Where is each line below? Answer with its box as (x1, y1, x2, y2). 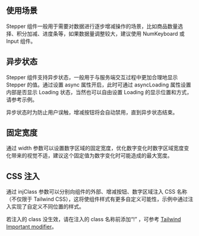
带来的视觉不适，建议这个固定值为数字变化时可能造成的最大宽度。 (11, 152, 173, 159)
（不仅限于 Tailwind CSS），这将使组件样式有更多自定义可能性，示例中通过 (6, 195, 188, 203)
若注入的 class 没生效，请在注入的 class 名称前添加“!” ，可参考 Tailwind (6, 216, 181, 223)
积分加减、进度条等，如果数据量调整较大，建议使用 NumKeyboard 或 (16, 30, 185, 37)
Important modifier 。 (6, 223, 58, 231)
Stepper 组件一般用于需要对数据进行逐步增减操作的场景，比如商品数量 (6, 23, 178, 30)
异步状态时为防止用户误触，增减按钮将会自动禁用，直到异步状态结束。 (6, 108, 178, 116)
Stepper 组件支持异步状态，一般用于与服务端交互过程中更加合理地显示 (6, 73, 178, 80)
